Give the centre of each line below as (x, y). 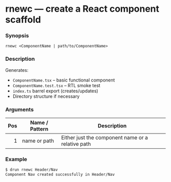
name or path (38, 141)
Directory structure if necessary (46, 96)
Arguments (20, 109)
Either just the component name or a (105, 138)
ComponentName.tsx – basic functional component (64, 80)
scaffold (23, 20)
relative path (76, 144)
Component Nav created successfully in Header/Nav (60, 175)
